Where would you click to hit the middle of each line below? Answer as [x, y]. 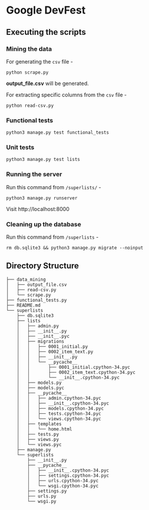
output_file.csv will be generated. [48, 83]
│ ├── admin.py [38, 326]
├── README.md [24, 305]
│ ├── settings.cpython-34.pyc [68, 475]
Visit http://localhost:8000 [38, 209]
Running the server [34, 175]
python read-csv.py [30, 106]
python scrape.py [27, 72]
